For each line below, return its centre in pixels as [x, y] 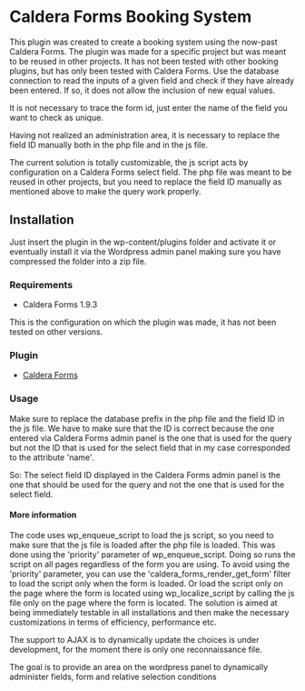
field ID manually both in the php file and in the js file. [109, 145]
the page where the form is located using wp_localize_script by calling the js [152, 593]
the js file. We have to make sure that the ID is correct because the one [142, 428]
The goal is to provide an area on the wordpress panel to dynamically [139, 666]
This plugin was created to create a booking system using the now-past [144, 42]
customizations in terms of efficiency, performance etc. [113, 622]
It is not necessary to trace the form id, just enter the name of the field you [148, 107]
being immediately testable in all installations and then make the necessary [149, 612]
